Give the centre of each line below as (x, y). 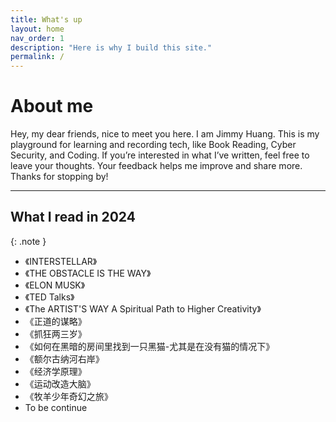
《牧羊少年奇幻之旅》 (68, 396)
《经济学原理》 (55, 371)
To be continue (56, 407)
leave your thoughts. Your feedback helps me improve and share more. (156, 166)
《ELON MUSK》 (55, 285)
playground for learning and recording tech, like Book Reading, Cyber (153, 145)
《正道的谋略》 (55, 321)
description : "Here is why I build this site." (111, 47)
